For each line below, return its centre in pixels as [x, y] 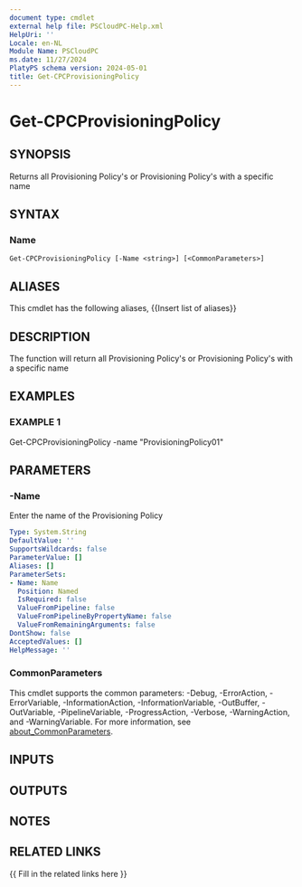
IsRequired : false [52, 599]
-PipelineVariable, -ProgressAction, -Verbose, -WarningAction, [174, 712]
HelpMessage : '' [40, 650]
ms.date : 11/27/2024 [48, 60]
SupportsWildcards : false [58, 549]
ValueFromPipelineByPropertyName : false [94, 617]
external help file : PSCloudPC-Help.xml [87, 26]
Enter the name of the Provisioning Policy [86, 515]
